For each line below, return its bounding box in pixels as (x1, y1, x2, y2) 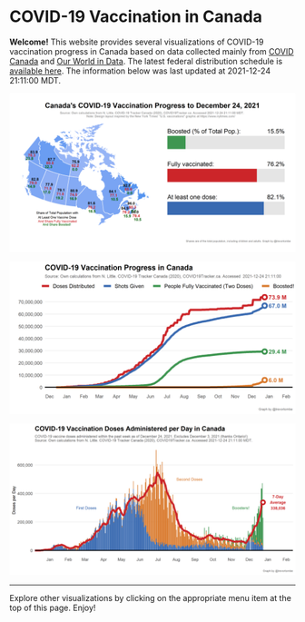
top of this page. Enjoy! (9, 602, 96, 613)
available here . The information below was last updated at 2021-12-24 (9, 65, 271, 76)
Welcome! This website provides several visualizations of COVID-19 (9, 36, 264, 47)
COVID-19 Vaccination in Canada (9, 6, 263, 27)
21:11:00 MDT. (9, 74, 62, 85)
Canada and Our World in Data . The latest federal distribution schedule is (9, 55, 283, 66)
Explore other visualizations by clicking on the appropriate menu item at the (9, 593, 292, 603)
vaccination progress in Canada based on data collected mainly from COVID (9, 45, 294, 56)
